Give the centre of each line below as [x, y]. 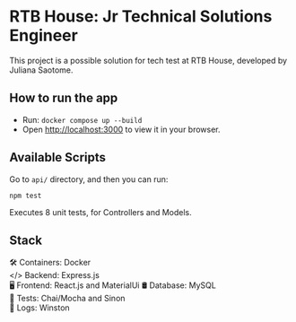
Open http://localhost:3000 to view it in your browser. [122, 129]
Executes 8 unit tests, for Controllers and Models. [101, 212]
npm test [26, 196]
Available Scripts [57, 157]
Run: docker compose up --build [82, 119]
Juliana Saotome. [41, 70]
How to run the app [64, 98]
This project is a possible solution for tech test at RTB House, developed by [148, 60]
